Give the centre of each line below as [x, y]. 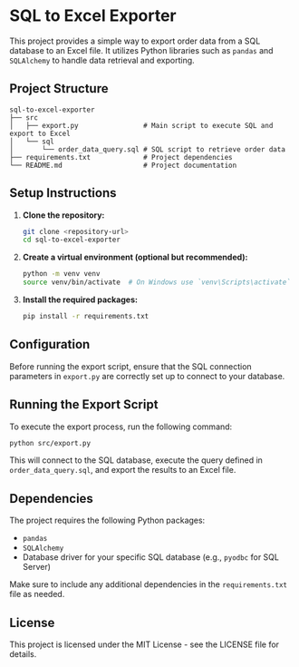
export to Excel [40, 133]
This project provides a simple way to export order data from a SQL [135, 41]
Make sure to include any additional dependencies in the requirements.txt [149, 584]
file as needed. [37, 594]
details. [23, 654]
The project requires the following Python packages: [107, 520]
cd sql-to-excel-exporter [71, 240]
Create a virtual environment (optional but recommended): [135, 257]
